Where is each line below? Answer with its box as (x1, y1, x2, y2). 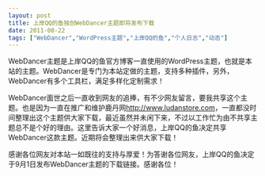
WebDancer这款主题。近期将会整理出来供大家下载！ (8, 132, 179, 143)
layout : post (8, 11, 51, 20)
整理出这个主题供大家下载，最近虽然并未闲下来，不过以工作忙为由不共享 (14, 113, 251, 123)
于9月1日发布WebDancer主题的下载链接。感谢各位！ (8, 159, 179, 169)
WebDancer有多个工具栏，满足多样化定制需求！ (8, 76, 165, 86)
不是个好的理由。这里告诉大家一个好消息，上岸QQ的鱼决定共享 (21, 123, 227, 132)
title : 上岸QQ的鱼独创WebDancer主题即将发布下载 (8, 19, 155, 27)
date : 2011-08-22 (8, 26, 66, 34)
